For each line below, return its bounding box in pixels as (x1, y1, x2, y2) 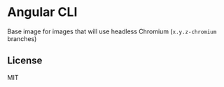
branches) (7, 34, 37, 42)
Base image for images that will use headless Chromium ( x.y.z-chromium (7, 27, 217, 35)
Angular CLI (7, 4, 78, 20)
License (7, 55, 43, 67)
